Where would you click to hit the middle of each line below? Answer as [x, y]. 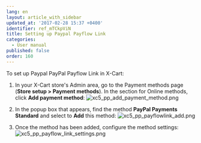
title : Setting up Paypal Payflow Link [56, 34]
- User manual [29, 45]
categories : [21, 39]
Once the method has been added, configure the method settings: [97, 127]
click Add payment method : [50, 98]
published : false [28, 51]
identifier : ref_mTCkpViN [38, 28]
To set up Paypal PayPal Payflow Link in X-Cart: [65, 73]
